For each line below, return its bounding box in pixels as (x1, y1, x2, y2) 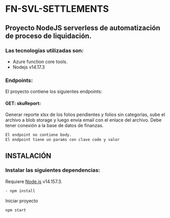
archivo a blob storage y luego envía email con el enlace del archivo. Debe (5, 117, 162, 123)
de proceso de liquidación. (5, 31, 92, 40)
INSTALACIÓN (5, 151, 52, 160)
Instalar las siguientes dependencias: (5, 167, 101, 174)
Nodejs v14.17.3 (12, 64, 45, 70)
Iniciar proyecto (5, 197, 38, 204)
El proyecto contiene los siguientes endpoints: (5, 88, 103, 95)
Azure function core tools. (12, 58, 68, 65)
